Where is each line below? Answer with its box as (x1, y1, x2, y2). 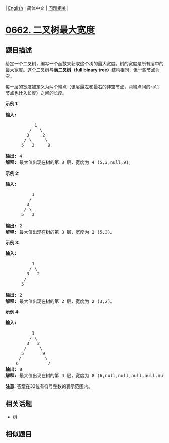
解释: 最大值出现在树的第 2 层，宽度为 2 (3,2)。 (5, 299, 115, 304)
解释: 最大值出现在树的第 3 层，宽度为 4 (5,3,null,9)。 (5, 160, 133, 165)
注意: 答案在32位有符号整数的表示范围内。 (5, 383, 93, 389)
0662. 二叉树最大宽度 (5, 25, 95, 36)
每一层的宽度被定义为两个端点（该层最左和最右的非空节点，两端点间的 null (5, 84, 160, 90)
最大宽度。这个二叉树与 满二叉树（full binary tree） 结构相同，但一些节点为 (5, 67, 160, 73)
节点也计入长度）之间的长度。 (5, 90, 67, 96)
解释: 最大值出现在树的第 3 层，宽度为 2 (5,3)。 (5, 229, 115, 235)
